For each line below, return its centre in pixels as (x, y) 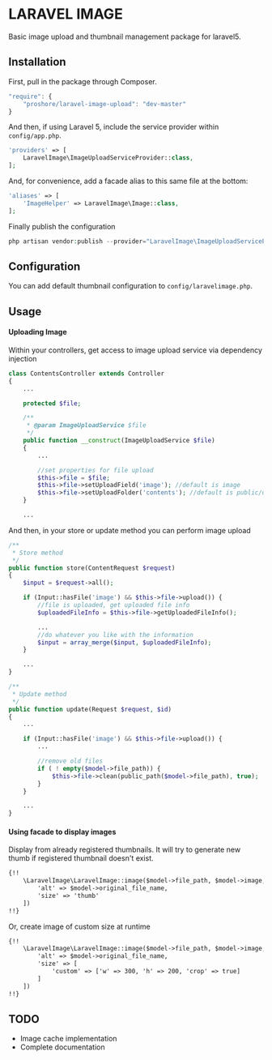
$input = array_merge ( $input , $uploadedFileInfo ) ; (125, 642)
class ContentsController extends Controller (86, 374)
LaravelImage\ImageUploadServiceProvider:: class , (108, 158)
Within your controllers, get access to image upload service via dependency (136, 350)
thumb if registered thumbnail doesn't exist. (81, 858)
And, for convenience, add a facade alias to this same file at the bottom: (128, 181)
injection (23, 358)
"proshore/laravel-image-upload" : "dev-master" (104, 104)
